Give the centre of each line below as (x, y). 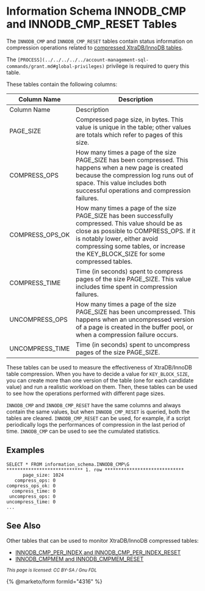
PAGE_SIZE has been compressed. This (132, 160)
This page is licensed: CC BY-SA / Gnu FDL (52, 570)
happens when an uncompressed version (135, 319)
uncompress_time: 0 (31, 502)
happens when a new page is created (130, 167)
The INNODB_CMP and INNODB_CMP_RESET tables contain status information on (100, 41)
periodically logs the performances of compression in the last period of (96, 424)
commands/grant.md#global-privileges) (56, 66)
